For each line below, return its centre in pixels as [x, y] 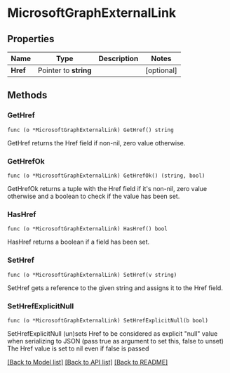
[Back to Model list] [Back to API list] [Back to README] [88, 362]
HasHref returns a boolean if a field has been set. [79, 242]
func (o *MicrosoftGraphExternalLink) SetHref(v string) [92, 275]
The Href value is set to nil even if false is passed [78, 348]
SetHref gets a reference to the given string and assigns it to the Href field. [115, 288]
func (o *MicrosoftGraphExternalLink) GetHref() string [90, 130]
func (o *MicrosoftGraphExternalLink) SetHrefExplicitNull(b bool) [108, 320]
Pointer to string [65, 70]
